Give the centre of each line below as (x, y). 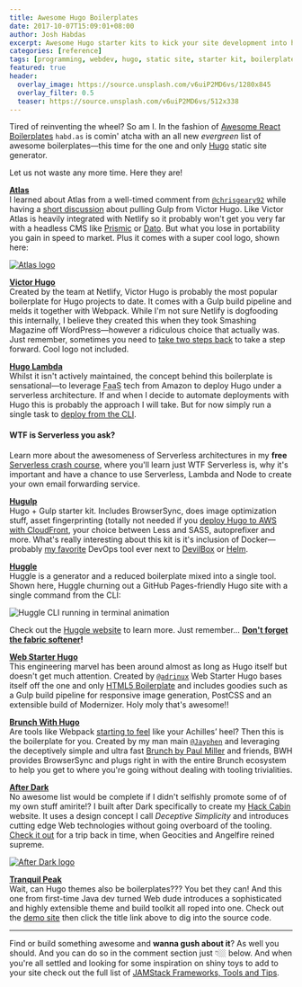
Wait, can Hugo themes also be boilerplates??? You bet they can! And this (146, 889)
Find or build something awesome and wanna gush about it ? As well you (144, 943)
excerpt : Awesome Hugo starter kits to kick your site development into (148, 43)
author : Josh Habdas (48, 34)
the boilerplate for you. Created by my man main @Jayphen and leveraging (145, 741)
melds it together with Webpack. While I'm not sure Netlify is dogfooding (144, 311)
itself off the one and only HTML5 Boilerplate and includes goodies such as (148, 685)
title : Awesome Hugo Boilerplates (74, 18)
